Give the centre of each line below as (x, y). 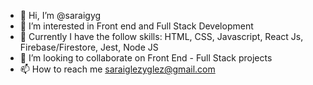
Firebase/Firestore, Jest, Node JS (89, 47)
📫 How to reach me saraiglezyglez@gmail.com (117, 69)
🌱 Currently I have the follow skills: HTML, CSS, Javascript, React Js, (161, 36)
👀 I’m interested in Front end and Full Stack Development (136, 26)
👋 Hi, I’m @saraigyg (60, 15)
